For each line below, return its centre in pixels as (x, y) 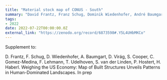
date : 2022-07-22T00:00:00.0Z (37, 28)
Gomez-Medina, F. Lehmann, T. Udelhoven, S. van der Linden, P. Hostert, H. (83, 62)
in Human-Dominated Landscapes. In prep (48, 72)
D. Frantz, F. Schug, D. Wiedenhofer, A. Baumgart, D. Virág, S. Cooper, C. (80, 57)
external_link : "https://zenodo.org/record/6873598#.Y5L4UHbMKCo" (75, 33)
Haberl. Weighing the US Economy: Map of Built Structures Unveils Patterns (83, 67)
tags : (11, 19)
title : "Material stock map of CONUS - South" (54, 10)
